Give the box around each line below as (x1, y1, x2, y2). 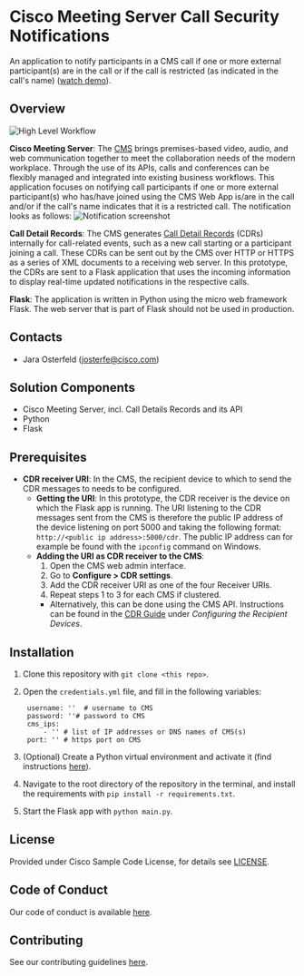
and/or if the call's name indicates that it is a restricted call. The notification (9, 200, 291, 211)
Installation (9, 644, 74, 659)
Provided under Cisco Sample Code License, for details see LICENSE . (9, 855, 270, 867)
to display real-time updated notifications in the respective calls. (9, 276, 250, 287)
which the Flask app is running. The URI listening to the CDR (35, 503, 261, 513)
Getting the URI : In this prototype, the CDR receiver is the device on (35, 493, 290, 504)
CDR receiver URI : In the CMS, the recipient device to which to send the (22, 473, 292, 484)
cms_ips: (26, 719, 61, 728)
